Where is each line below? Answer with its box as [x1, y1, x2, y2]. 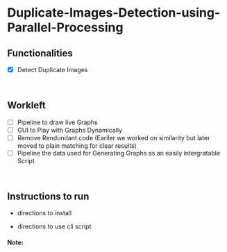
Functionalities [7, 47, 73, 59]
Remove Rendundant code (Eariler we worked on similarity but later [17, 134, 210, 142]
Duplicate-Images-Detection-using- [7, 5, 221, 21]
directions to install [17, 208, 72, 217]
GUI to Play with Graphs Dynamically [17, 126, 123, 134]
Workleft [7, 99, 47, 112]
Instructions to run [7, 190, 90, 202]
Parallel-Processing [7, 19, 124, 35]
